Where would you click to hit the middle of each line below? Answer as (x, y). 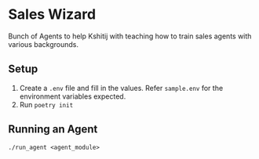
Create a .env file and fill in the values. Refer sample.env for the (121, 88)
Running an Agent (53, 130)
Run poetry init (46, 104)
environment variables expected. (73, 96)
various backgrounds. (43, 44)
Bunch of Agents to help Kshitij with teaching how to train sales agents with (130, 36)
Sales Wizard (52, 14)
